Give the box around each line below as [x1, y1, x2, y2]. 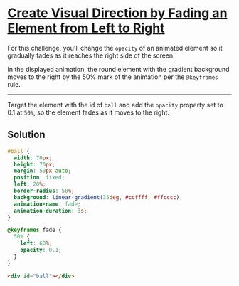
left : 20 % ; [14, 181, 46, 188]
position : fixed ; [14, 174, 65, 181]
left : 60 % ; [20, 240, 53, 247]
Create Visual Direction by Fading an [7, 5, 228, 21]
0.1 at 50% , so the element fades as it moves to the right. [7, 108, 169, 117]
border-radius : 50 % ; [14, 187, 75, 194]
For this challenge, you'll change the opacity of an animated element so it [7, 43, 223, 52]
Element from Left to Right [7, 20, 165, 36]
